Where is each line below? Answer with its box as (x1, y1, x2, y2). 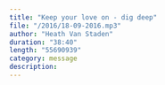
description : (9, 63, 58, 72)
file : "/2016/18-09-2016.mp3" (9, 21, 122, 30)
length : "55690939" (9, 46, 82, 55)
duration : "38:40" (9, 37, 78, 47)
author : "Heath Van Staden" (9, 29, 114, 38)
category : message (9, 54, 78, 63)
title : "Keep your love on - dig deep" (9, 12, 158, 22)
